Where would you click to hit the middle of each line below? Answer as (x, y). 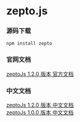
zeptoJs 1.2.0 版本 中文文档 (40, 105)
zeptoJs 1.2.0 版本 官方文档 (40, 74)
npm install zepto (29, 44)
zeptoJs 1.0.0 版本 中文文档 (40, 112)
